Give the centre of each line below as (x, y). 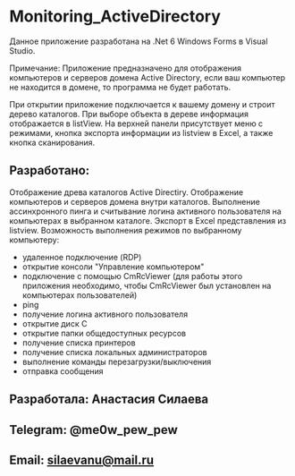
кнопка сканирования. (52, 142)
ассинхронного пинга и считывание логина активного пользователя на (145, 211)
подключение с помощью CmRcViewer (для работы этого (132, 276)
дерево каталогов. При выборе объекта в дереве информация (129, 114)
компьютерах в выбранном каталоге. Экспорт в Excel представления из (148, 220)
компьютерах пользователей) (80, 295)
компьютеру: (34, 240)
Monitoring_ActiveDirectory (115, 17)
